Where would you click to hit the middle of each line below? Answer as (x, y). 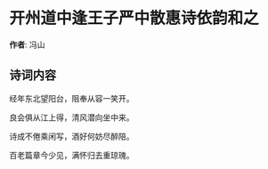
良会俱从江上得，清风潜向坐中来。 (72, 117)
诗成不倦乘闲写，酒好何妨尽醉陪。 (72, 136)
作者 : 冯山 (27, 44)
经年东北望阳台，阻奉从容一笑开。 (72, 98)
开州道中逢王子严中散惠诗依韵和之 (134, 18)
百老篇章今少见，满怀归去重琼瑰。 (72, 155)
